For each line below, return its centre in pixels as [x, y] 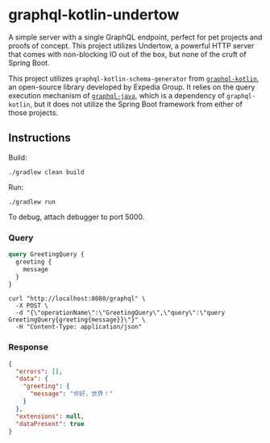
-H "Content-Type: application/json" [79, 327]
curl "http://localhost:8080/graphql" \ [77, 299]
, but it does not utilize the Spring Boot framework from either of [136, 104]
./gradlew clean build [46, 172]
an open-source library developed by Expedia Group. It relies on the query [132, 87]
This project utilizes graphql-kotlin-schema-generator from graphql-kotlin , [134, 78]
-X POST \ [32, 306]
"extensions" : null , [50, 416]
